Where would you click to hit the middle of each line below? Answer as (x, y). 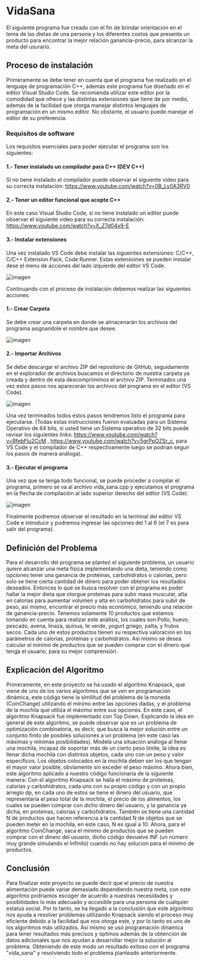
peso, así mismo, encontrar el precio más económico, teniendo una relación (99, 607)
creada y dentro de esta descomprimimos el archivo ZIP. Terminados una (96, 380)
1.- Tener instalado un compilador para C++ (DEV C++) (75, 166)
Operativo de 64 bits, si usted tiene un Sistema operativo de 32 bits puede (98, 428)
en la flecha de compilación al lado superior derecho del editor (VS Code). (97, 493)
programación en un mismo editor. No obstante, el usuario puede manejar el (100, 111)
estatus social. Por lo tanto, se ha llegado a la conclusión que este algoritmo (100, 908)
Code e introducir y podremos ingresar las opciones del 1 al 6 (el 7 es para (98, 523)
